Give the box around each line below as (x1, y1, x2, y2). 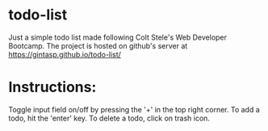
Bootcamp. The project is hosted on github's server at (8, 40, 188, 50)
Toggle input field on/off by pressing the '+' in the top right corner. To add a (8, 104, 260, 114)
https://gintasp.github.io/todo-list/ (8, 49, 121, 59)
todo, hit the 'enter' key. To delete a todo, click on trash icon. (8, 113, 210, 123)
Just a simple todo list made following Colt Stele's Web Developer (8, 32, 228, 42)
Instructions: (8, 78, 97, 96)
